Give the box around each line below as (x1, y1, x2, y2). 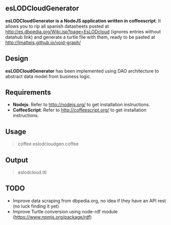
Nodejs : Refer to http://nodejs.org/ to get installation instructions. (12, 102, 151, 108)
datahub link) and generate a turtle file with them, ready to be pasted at (5, 34, 156, 40)
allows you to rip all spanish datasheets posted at (5, 23, 109, 29)
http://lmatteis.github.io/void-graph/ (5, 39, 81, 46)
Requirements (5, 88, 51, 97)
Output (5, 155, 28, 164)
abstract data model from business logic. (5, 73, 92, 79)
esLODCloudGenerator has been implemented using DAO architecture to (5, 67, 159, 74)
